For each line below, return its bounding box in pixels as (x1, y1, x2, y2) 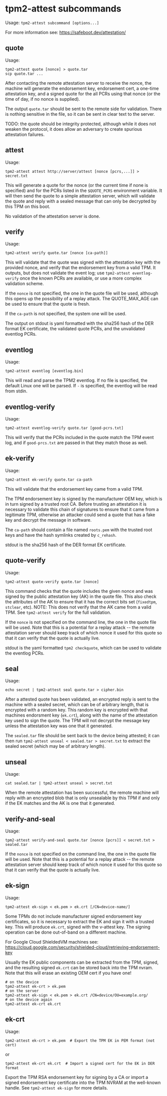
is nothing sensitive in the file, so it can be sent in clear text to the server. (5, 111, 156, 117)
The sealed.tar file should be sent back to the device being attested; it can (5, 733, 160, 739)
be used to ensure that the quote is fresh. (5, 301, 90, 307)
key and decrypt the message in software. (5, 517, 92, 523)
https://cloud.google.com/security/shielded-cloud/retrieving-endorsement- (5, 944, 160, 950)
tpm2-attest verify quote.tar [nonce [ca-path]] (5, 251, 108, 256)
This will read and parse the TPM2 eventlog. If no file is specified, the (5, 377, 148, 383)
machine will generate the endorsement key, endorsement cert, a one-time (5, 85, 159, 91)
